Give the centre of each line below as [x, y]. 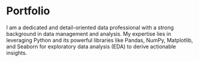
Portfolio [28, 11]
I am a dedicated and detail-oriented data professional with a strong [90, 27]
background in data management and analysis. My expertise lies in [89, 33]
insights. [17, 52]
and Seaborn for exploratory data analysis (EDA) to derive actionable [91, 46]
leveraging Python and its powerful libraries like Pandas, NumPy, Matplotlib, [100, 40]
